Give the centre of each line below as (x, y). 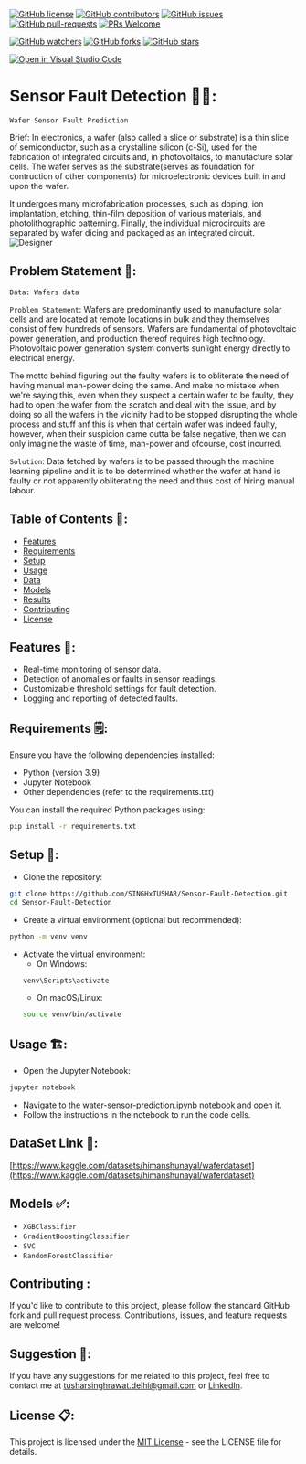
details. (23, 1452)
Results (37, 599)
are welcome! (35, 1325)
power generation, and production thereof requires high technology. (137, 338)
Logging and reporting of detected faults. (100, 698)
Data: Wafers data (44, 292)
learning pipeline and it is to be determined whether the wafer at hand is (145, 471)
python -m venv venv (49, 937)
